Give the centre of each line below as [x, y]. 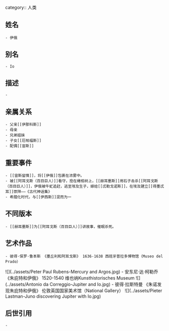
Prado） [13, 261]
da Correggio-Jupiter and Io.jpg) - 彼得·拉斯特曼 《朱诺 [100, 284]
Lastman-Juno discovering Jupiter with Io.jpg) [53, 296]
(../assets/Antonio [24, 284]
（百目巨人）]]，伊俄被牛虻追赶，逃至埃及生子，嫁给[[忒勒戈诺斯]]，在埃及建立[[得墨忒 [85, 186]
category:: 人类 [21, 7]
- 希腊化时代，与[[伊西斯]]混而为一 [38, 197]
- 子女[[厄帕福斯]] [23, 141]
